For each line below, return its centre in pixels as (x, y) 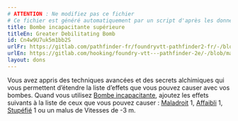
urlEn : (17, 54)
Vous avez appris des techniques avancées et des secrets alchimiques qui (116, 80)
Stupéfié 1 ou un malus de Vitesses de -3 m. (72, 110)
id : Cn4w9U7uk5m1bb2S (39, 40)
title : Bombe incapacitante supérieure (66, 27)
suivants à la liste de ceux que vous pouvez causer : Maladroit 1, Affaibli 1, (115, 103)
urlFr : (17, 47)
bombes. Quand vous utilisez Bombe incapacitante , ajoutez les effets (108, 95)
